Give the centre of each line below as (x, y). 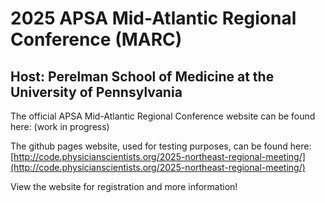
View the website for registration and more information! (124, 186)
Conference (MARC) (96, 39)
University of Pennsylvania (96, 92)
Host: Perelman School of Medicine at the (142, 76)
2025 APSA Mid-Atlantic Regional (153, 18)
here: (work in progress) (60, 126)
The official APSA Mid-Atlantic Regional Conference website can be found (163, 116)
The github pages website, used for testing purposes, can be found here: (161, 146)
